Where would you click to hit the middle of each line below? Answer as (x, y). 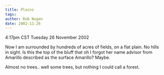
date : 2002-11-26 (23, 23)
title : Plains (20, 10)
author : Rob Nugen (24, 19)
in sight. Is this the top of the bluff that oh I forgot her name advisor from (79, 52)
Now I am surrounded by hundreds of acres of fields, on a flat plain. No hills (82, 47)
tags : (11, 14)
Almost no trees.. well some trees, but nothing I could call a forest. (72, 67)
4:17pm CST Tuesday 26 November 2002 (47, 37)
